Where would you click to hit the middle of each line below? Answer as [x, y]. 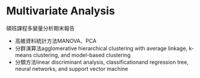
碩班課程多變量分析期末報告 [41, 28]
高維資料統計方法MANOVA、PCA [56, 40]
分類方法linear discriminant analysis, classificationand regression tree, [102, 62]
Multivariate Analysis [61, 11]
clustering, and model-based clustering [82, 55]
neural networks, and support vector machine [71, 68]
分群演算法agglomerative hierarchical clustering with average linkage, [101, 48]
